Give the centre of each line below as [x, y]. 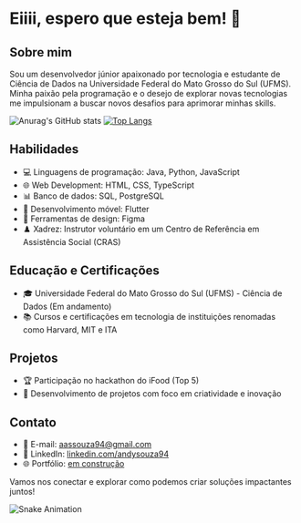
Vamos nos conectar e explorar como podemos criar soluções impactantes [150, 482]
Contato [33, 422]
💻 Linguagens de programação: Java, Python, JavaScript [131, 171]
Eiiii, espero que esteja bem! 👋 [125, 19]
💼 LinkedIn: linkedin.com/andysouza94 [96, 454]
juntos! [22, 492]
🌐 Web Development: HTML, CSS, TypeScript [108, 185]
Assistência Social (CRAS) [72, 241]
